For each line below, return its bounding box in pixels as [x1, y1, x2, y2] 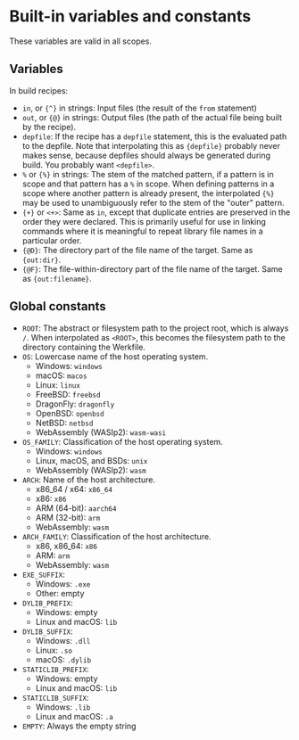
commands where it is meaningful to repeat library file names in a [21, 226, 263, 236]
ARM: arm [35, 550, 71, 561]
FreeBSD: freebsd [35, 389, 101, 399]
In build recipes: [9, 85, 69, 95]
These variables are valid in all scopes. [9, 36, 152, 46]
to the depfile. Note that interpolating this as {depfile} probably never [21, 140, 281, 151]
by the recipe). [21, 121, 77, 132]
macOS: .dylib [35, 654, 92, 665]
